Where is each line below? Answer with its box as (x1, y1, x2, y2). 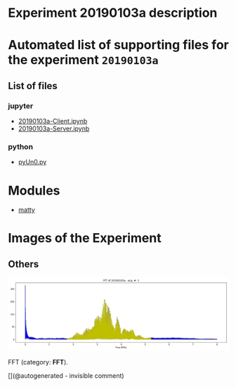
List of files (8, 79, 58, 92)
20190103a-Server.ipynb (18, 124, 90, 133)
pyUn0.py (18, 158, 47, 166)
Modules (8, 183, 60, 198)
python (8, 142, 34, 152)
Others (8, 258, 39, 270)
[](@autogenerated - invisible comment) (8, 372, 125, 380)
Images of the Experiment (8, 230, 162, 247)
